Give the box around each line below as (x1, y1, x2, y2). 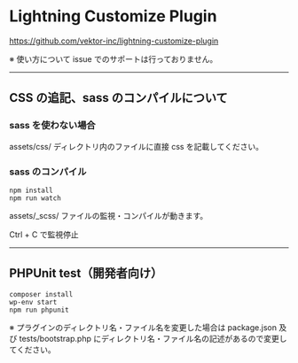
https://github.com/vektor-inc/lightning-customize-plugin (9, 35, 219, 46)
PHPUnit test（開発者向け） (9, 266, 163, 281)
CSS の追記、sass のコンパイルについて (9, 90, 228, 105)
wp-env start (9, 297, 58, 306)
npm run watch (9, 193, 62, 203)
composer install (9, 290, 74, 298)
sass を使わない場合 (9, 120, 96, 132)
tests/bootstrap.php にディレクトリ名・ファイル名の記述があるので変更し (19, 333, 287, 344)
